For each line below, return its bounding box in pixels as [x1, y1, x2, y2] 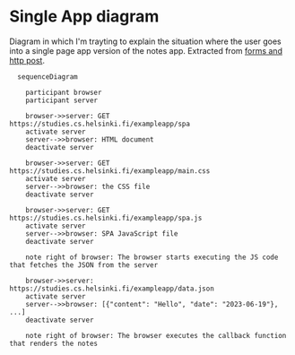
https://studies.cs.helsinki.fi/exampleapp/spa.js [9, 213, 203, 222]
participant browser [25, 88, 102, 97]
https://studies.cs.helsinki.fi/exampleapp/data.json [9, 284, 215, 293]
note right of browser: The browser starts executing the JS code [25, 253, 279, 262]
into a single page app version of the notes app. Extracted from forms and [9, 45, 282, 56]
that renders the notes [9, 339, 99, 348]
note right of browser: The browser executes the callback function [25, 331, 287, 340]
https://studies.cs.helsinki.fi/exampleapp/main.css [9, 166, 211, 176]
